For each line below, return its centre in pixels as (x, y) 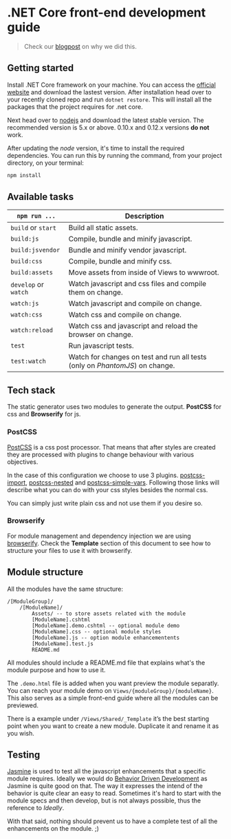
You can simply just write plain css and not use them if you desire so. (105, 503)
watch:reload (32, 330)
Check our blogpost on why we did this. (80, 46)
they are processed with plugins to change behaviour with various (101, 454)
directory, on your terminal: (46, 163)
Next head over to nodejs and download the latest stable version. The (106, 120)
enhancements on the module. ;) (53, 829)
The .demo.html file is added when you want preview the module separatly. (113, 683)
